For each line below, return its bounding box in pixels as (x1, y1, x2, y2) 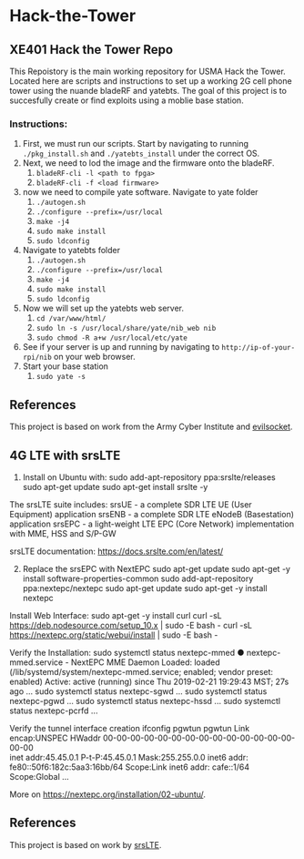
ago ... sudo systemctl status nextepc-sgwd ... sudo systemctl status (9, 685, 268, 697)
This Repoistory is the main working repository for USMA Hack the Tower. (9, 66, 287, 77)
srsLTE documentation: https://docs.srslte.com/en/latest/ (9, 546, 224, 557)
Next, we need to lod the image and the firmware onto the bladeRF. (22, 158, 275, 169)
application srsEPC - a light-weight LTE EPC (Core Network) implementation (9, 518, 294, 529)
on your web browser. (53, 352, 137, 363)
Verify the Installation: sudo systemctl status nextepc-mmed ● (9, 647, 245, 658)
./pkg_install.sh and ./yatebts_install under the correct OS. (22, 148, 260, 159)
